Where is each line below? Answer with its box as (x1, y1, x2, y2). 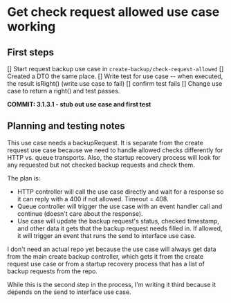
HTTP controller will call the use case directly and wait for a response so (17, 187, 224, 196)
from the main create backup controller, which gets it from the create (7, 252, 204, 260)
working (7, 19, 56, 35)
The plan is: (7, 174, 41, 182)
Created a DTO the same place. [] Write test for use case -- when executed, (7, 72, 223, 80)
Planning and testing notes (7, 120, 126, 132)
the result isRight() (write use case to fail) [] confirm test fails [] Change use (7, 80, 223, 87)
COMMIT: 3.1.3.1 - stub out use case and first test (7, 100, 151, 108)
